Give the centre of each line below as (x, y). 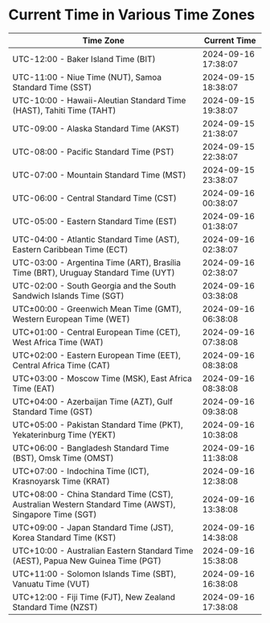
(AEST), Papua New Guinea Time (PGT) (87, 560)
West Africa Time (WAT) (58, 342)
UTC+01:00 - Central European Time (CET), (96, 332)
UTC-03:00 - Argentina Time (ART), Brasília (96, 262)
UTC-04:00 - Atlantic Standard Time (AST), (96, 239)
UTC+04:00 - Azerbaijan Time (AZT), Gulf (92, 401)
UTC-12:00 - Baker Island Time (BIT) (84, 59)
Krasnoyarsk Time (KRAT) (61, 481)
